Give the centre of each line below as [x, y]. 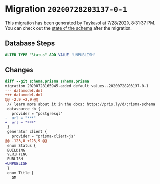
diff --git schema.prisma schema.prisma [47, 81]
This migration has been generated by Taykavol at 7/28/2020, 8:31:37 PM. [80, 23]
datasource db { [24, 109]
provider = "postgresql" [37, 113]
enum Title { [21, 173]
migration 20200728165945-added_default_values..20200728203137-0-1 [77, 86]
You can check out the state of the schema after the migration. [68, 28]
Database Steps [30, 44]
